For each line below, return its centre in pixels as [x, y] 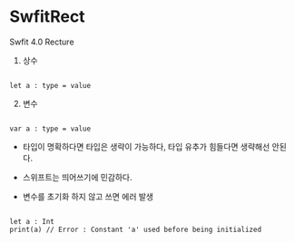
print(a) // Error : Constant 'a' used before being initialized [135, 229]
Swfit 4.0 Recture [42, 42]
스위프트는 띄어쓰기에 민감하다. [78, 177]
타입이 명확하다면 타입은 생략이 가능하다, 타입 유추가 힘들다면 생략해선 [146, 146]
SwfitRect [47, 17]
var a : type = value [50, 129]
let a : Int [32, 221]
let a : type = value [50, 85]
